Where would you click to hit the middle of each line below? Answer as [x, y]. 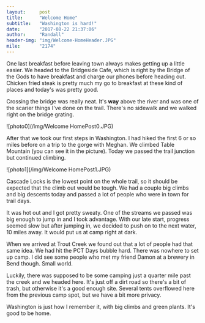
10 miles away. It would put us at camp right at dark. [72, 232]
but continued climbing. [36, 157]
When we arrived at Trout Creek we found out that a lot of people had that [99, 244]
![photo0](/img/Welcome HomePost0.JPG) [60, 126]
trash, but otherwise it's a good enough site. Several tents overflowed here [100, 288]
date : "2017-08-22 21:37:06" [52, 29]
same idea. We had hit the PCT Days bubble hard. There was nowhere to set [102, 250]
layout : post [28, 12]
